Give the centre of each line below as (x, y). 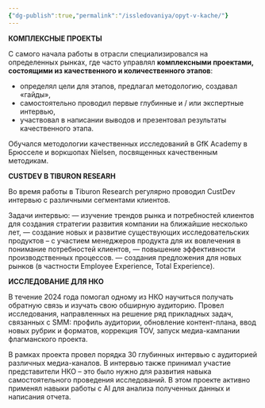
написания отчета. (40, 396)
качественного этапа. (56, 128)
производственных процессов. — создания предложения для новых (125, 257)
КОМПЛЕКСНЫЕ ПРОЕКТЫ (55, 38)
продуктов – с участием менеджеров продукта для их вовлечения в (125, 240)
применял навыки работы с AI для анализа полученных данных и (119, 388)
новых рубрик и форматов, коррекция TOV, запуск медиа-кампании (124, 330)
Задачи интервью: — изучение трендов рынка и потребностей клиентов (131, 215)
